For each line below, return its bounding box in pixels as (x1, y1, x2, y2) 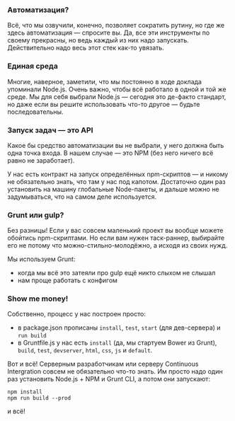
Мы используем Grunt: (7, 255, 76, 263)
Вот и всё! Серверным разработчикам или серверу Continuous (7, 359, 199, 369)
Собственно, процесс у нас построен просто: (7, 310, 147, 318)
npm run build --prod (7, 395, 71, 402)
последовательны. (7, 108, 64, 116)
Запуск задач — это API (7, 125, 93, 135)
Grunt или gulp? (7, 210, 64, 220)
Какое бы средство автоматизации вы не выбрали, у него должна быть (7, 141, 224, 149)
